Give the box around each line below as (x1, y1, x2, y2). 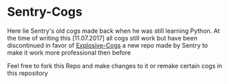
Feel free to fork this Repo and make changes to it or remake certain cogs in (7, 61, 222, 70)
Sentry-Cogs (7, 4, 83, 20)
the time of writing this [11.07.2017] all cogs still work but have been (7, 33, 198, 42)
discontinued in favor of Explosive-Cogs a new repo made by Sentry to (7, 41, 208, 49)
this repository (7, 69, 48, 77)
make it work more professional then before (7, 48, 131, 57)
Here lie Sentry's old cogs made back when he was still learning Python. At (7, 27, 220, 35)
